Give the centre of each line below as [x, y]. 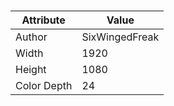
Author [31, 37]
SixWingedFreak [120, 37]
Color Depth [44, 86]
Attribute [43, 20]
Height [31, 70]
